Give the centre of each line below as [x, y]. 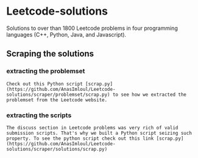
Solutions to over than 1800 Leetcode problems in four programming [92, 28]
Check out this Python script [45, 84]
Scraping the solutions [50, 54]
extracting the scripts [39, 115]
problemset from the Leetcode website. [57, 100]
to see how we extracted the [150, 95]
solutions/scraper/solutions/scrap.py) [57, 149]
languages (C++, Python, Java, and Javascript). [66, 34]
